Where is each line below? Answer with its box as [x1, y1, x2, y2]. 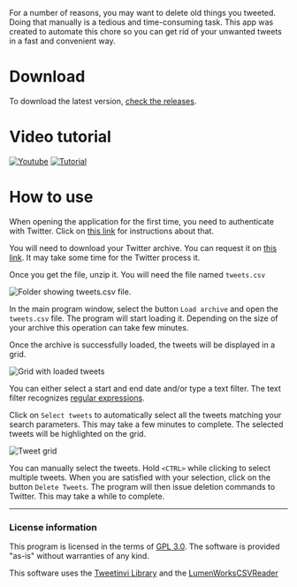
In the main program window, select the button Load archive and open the [9, 303, 278, 314]
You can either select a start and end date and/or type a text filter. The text [9, 383, 281, 393]
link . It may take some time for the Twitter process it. [9, 252, 201, 263]
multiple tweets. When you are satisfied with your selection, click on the [9, 472, 271, 483]
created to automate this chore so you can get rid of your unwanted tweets [9, 27, 283, 36]
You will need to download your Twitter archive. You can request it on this [9, 242, 277, 253]
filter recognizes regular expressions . [9, 393, 145, 403]
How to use [9, 187, 94, 207]
